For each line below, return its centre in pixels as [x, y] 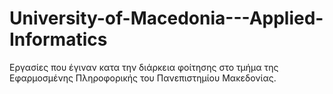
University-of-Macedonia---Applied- [166, 18]
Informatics [58, 39]
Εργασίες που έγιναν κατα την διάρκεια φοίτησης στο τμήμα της [144, 67]
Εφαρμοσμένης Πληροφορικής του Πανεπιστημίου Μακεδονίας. [143, 78]
